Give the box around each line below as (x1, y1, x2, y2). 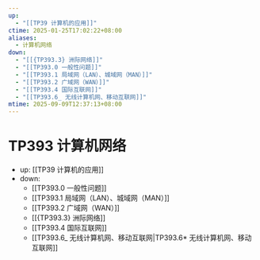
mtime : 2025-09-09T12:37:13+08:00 (8, 100, 123, 108)
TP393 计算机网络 (8, 137, 127, 155)
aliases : (8, 33, 37, 42)
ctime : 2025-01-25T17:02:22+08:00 (8, 26, 123, 34)
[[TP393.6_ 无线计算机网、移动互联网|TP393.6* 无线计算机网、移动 (31, 233, 252, 243)
